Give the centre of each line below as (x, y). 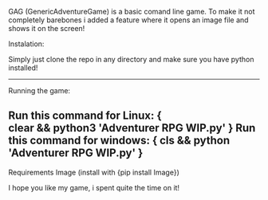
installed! (23, 68)
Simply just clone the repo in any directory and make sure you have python (131, 59)
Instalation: (26, 44)
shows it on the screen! (47, 28)
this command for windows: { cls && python (119, 141)
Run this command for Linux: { (85, 116)
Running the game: (39, 90)
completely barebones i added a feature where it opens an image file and (128, 20)
